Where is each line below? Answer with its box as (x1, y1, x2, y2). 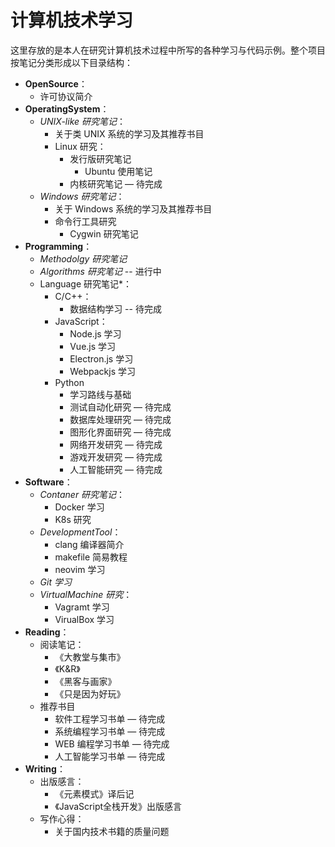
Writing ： (24, 762, 66, 775)
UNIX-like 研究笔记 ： (39, 115, 126, 127)
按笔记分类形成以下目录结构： (10, 56, 133, 68)
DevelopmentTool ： (39, 526, 122, 538)
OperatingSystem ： (24, 102, 110, 115)
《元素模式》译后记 (54, 787, 135, 800)
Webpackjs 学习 (69, 365, 136, 377)
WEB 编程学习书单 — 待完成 (54, 737, 170, 750)
